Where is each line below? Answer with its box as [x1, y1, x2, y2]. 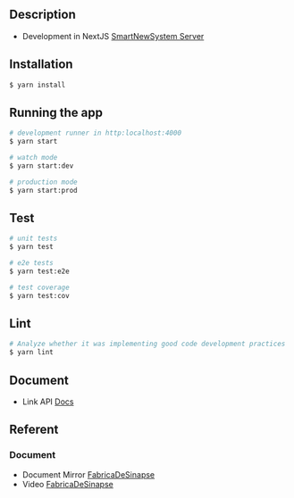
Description [9, 7, 76, 22]
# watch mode [9, 154, 58, 162]
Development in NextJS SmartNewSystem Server [21, 30, 205, 41]
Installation [9, 57, 73, 72]
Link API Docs [21, 396, 74, 407]
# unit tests [9, 234, 58, 244]
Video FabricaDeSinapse [21, 478, 113, 489]
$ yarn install [9, 80, 66, 89]
